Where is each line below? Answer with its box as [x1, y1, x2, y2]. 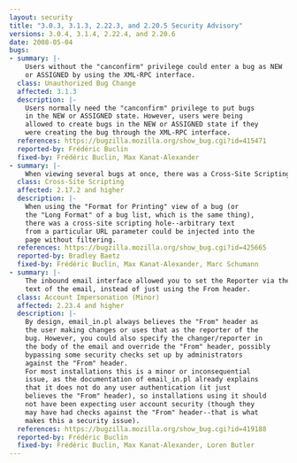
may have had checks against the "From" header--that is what [25, 408, 259, 417]
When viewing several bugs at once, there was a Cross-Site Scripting [25, 169, 291, 178]
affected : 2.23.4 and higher [17, 301, 125, 310]
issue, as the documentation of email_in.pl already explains [25, 375, 259, 384]
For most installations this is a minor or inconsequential [25, 367, 251, 376]
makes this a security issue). [25, 416, 141, 425]
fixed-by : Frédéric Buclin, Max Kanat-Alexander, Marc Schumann [17, 260, 259, 269]
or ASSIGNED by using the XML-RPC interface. [25, 71, 196, 80]
